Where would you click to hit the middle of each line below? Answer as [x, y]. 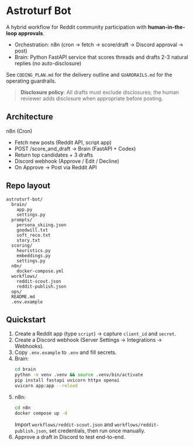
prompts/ [22, 220]
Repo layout [28, 186]
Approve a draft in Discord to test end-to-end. [70, 437]
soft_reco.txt [34, 235]
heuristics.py [34, 250]
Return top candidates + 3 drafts [54, 155]
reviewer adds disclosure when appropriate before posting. [92, 98]
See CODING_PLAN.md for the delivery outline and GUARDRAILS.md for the [89, 74]
